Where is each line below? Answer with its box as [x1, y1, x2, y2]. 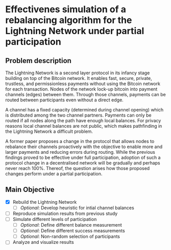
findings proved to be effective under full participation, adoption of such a [5, 154, 161, 160]
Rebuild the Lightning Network [12, 199, 77, 205]
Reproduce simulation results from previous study [12, 210, 118, 216]
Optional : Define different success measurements [20, 228, 125, 234]
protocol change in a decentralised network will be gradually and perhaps [5, 160, 160, 166]
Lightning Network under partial [5, 25, 144, 37]
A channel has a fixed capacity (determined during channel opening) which [5, 107, 164, 113]
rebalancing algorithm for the [5, 14, 132, 26]
